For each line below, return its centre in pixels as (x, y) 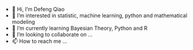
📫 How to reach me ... (39, 41)
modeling (23, 22)
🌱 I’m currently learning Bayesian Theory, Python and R (80, 28)
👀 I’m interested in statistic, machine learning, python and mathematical (99, 15)
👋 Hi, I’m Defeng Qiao (38, 9)
